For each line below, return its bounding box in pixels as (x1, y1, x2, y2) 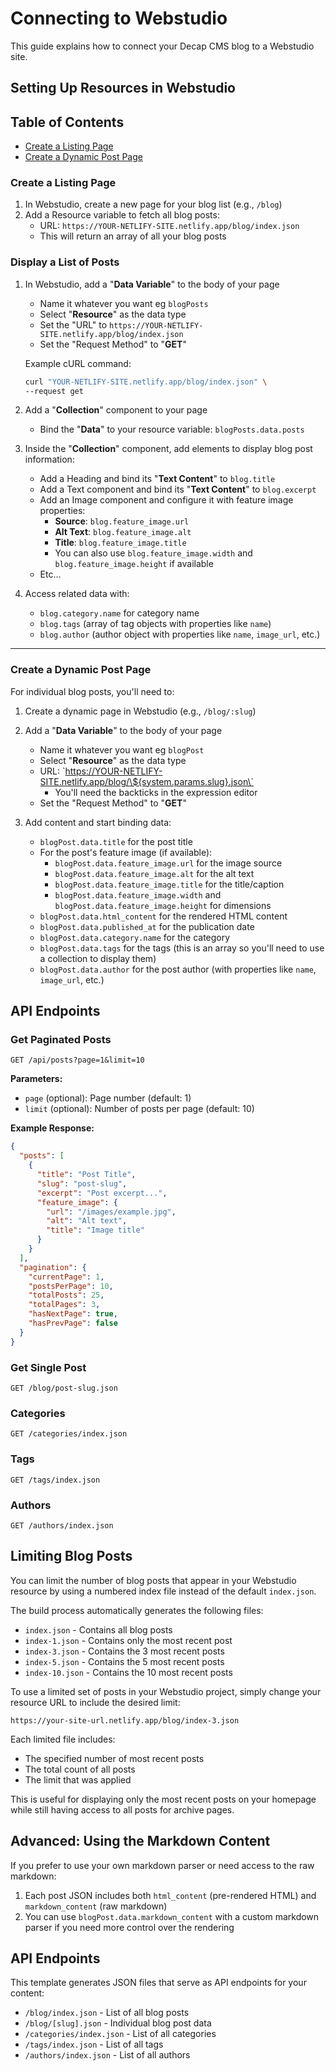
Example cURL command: (24, 357, 132, 369)
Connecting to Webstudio (10, 7, 228, 30)
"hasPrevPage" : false (28, 1318, 118, 1329)
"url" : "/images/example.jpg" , (46, 1207, 177, 1217)
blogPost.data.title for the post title (39, 835, 193, 847)
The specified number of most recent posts (24, 1752, 205, 1764)
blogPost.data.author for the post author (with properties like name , (39, 963, 317, 975)
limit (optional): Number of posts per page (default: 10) (24, 1103, 255, 1115)
